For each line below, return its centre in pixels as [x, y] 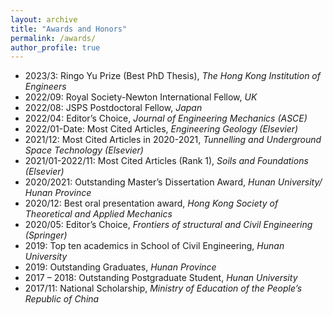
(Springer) [46, 235]
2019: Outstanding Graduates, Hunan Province [120, 267]
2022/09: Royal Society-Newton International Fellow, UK [141, 97]
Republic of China [62, 299]
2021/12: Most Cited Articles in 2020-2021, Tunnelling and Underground [173, 140]
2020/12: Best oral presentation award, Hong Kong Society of [151, 203]
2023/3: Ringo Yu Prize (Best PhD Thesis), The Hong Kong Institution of [172, 76]
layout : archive [44, 19]
